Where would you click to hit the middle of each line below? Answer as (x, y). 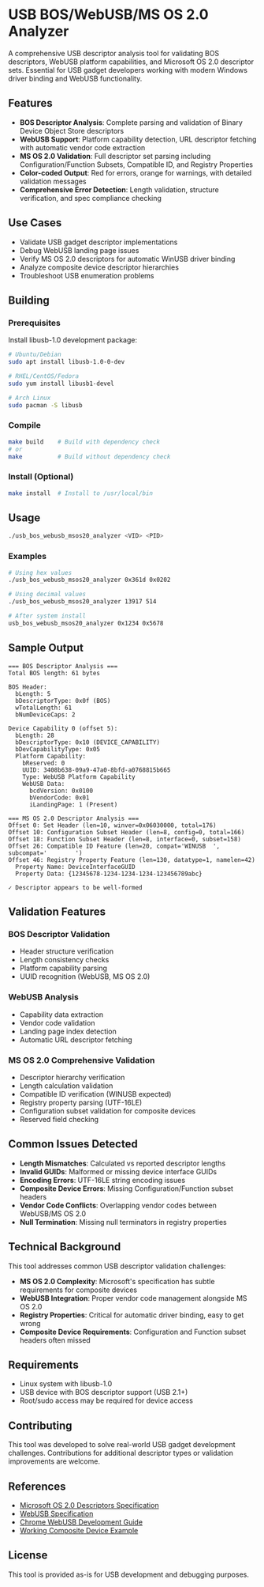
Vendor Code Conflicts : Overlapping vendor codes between (118, 1205)
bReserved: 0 (44, 763)
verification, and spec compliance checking (90, 198)
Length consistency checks (64, 960)
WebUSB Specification (56, 1513)
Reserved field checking (59, 1119)
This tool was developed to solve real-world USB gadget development (122, 1445)
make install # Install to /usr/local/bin (81, 493)
